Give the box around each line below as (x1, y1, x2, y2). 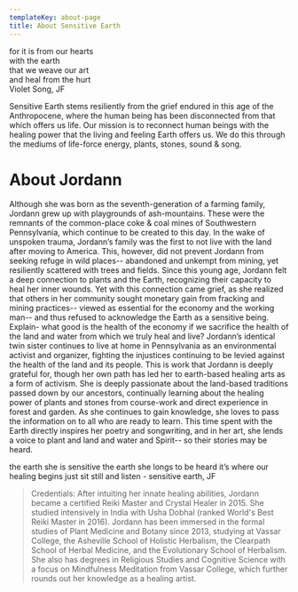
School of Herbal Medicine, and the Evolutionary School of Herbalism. (30, 545, 287, 556)
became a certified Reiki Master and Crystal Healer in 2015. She (30, 498, 264, 508)
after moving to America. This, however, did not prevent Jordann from (9, 246, 264, 257)
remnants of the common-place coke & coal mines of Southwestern (9, 218, 257, 228)
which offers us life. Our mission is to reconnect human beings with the (9, 119, 269, 130)
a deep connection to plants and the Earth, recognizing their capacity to (9, 275, 272, 285)
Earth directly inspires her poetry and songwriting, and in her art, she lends (9, 426, 284, 436)
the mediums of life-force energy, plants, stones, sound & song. (9, 139, 242, 149)
